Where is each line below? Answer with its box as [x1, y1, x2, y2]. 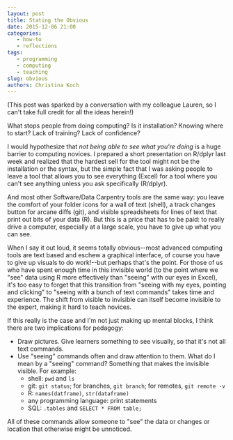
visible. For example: [17, 367, 77, 375]
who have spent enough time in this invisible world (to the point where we [7, 266, 218, 274]
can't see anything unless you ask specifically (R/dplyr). [7, 179, 168, 188]
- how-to [16, 36, 42, 43]
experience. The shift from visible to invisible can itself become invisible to [7, 296, 221, 304]
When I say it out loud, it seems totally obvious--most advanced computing [7, 243, 223, 252]
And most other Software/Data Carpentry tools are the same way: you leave [7, 193, 225, 202]
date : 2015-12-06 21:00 [7, 23, 77, 30]
